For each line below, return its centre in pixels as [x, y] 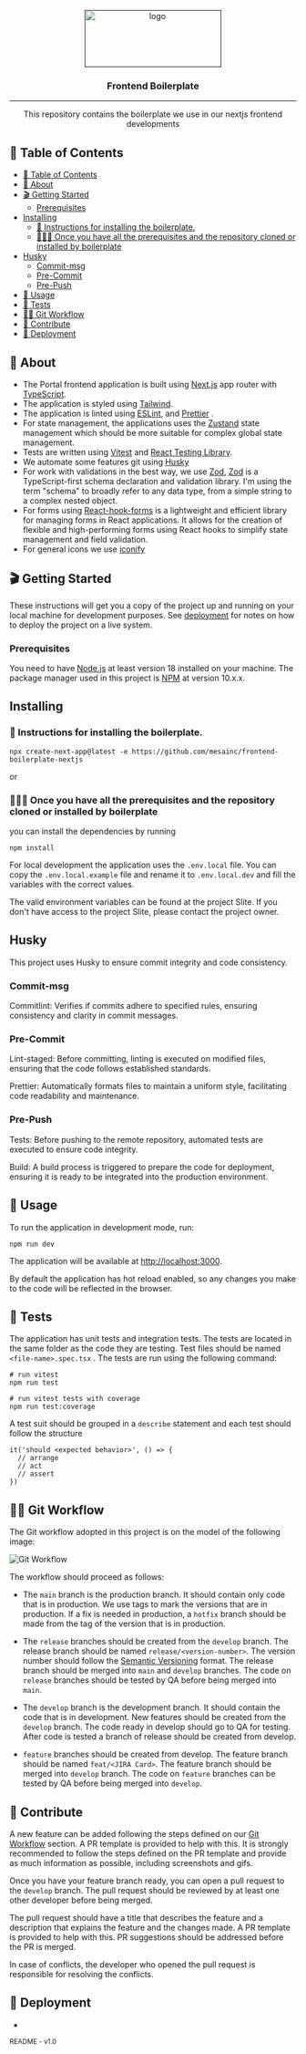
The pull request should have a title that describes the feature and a [137, 1917]
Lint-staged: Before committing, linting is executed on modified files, [138, 1059]
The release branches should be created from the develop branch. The [155, 1642]
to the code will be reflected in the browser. [91, 1288]
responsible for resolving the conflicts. [82, 1974]
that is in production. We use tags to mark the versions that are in [145, 1604]
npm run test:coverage [52, 1407]
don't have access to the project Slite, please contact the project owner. [144, 912]
